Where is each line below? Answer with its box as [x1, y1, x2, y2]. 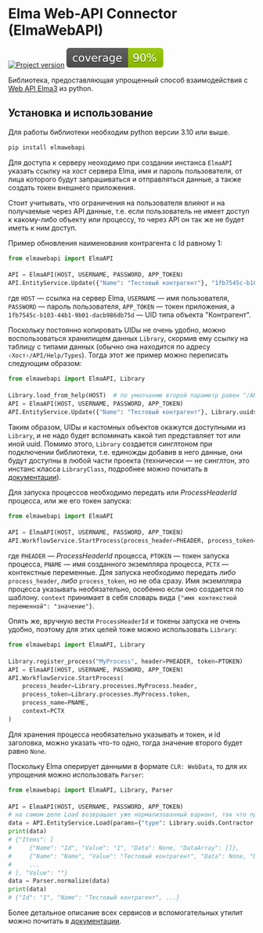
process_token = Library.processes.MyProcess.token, [22, 690, 191, 699]
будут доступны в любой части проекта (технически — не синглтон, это [8, 456, 250, 465]
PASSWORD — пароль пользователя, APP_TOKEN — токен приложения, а [8, 302, 235, 311]
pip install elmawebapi [8, 143, 86, 152]
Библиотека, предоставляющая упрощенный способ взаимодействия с [8, 75, 248, 85]
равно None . [8, 746, 47, 756]
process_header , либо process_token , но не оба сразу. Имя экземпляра [8, 576, 242, 585]
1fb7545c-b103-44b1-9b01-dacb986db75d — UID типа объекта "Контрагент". [8, 310, 252, 320]
